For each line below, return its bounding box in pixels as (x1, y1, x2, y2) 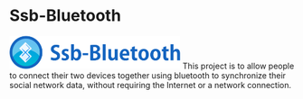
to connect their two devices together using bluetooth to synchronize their (9, 69, 287, 81)
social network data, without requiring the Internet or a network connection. (9, 79, 292, 90)
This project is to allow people (182, 60, 295, 71)
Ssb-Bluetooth (9, 5, 122, 26)
